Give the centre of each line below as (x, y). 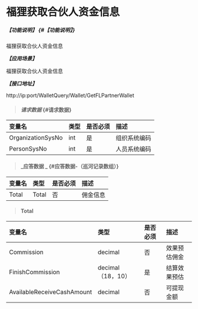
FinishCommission (34, 272)
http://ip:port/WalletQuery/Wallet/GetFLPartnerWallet (70, 96)
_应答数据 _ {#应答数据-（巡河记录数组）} (70, 166)
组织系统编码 (133, 138)
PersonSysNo (28, 149)
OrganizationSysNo (36, 138)
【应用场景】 (22, 58)
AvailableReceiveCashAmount (51, 292)
